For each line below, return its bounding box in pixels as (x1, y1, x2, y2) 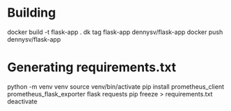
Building (7, 5, 56, 21)
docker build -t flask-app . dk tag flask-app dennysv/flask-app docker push (7, 28, 223, 36)
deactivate (7, 97, 38, 105)
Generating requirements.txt (7, 60, 177, 76)
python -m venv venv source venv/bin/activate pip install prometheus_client (7, 82, 225, 91)
